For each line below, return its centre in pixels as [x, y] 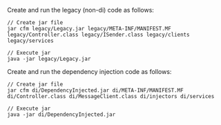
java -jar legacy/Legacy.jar [49, 59]
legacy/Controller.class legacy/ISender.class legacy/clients [98, 35]
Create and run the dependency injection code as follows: [89, 71]
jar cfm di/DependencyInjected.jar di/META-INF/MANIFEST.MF [96, 90]
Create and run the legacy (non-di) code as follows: [80, 10]
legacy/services [30, 41]
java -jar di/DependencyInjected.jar [61, 115]
